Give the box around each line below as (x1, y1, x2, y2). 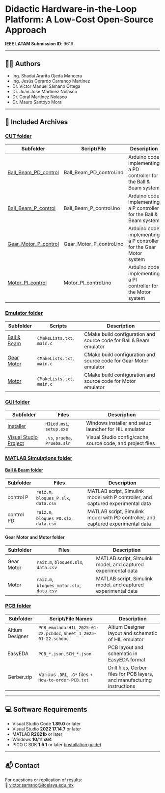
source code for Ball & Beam (84, 337, 150, 344)
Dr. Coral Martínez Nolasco (12, 94, 67, 100)
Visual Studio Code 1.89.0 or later (12, 721, 81, 727)
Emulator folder (5, 310, 43, 317)
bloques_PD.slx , (36, 515, 73, 522)
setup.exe (45, 427, 68, 432)
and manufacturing (108, 677, 152, 684)
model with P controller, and (87, 494, 152, 501)
